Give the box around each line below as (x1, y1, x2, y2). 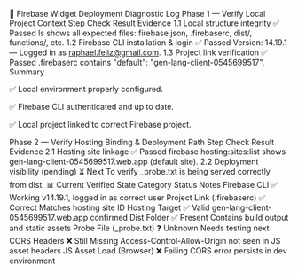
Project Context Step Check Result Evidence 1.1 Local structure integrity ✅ (9, 18, 280, 28)
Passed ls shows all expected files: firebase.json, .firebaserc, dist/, (9, 27, 253, 38)
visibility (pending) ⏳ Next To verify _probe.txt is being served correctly (9, 167, 271, 176)
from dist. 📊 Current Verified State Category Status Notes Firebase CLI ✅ (9, 180, 278, 190)
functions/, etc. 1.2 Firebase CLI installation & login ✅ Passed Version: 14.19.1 (9, 37, 287, 48)
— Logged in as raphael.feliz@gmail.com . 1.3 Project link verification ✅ (9, 47, 269, 58)
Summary (9, 66, 45, 77)
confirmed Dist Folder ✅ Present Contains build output (90, 213, 289, 222)
